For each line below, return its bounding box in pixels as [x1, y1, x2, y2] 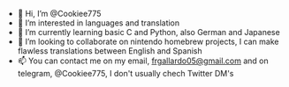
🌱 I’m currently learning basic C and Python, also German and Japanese [17, 27, 280, 37]
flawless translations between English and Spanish [17, 46, 202, 56]
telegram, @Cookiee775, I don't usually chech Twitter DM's [17, 69, 234, 78]
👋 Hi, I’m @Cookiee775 [17, 9, 102, 18]
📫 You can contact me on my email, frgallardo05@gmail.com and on [17, 55, 270, 66]
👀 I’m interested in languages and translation [17, 18, 180, 28]
